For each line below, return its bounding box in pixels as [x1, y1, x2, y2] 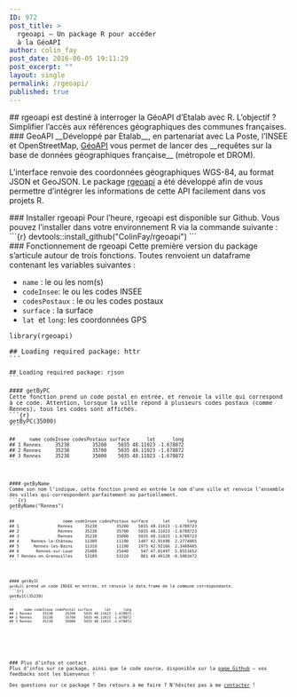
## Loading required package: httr [9, 347, 141, 356]
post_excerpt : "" [9, 63, 74, 72]
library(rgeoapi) [9, 331, 74, 340]
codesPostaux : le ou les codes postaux [21, 295, 164, 306]
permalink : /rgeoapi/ [9, 79, 90, 88]
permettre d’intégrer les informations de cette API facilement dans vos [9, 186, 266, 196]
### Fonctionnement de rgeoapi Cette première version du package [9, 241, 259, 251]
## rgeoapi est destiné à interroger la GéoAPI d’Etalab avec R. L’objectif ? [9, 112, 277, 123]
